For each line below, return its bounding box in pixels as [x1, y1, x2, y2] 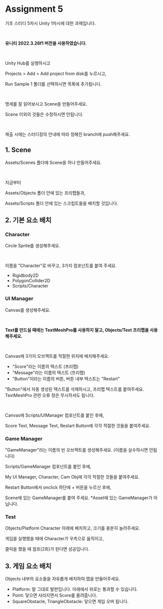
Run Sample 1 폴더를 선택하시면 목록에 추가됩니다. [5, 81, 102, 87]
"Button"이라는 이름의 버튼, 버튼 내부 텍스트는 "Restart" [12, 375, 120, 381]
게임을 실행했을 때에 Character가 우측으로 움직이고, [5, 536, 104, 542]
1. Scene [5, 146, 31, 154]
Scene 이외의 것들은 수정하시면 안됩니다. [5, 111, 83, 117]
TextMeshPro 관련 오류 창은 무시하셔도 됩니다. [5, 392, 95, 398]
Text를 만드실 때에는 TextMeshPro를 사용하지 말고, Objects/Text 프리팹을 [5, 327, 149, 333]
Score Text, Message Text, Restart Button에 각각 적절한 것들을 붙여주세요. [5, 423, 151, 428]
